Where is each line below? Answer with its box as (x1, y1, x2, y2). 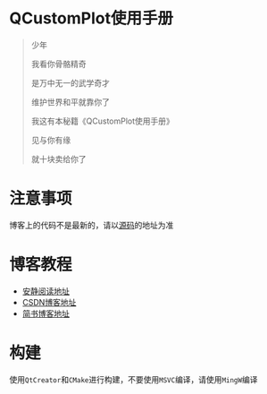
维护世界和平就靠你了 (30, 96, 110, 107)
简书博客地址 (21, 308, 70, 319)
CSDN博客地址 (21, 296, 77, 307)
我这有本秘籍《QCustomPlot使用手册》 (30, 116, 174, 126)
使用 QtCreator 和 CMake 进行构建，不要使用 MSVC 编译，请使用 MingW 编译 (9, 373, 258, 385)
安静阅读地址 (21, 286, 70, 296)
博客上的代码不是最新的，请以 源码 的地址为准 (9, 219, 174, 230)
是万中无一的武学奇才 (30, 77, 110, 88)
